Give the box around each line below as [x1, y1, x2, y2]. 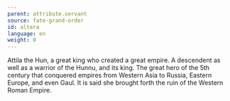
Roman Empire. [7, 86, 52, 95]
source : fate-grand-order [7, 17, 84, 24]
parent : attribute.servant [7, 10, 87, 18]
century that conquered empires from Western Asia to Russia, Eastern [7, 71, 212, 80]
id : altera [7, 23, 40, 30]
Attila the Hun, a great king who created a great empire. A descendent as [7, 56, 221, 64]
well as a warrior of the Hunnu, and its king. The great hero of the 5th [7, 64, 210, 72]
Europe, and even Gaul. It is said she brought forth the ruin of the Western [7, 78, 224, 87]
